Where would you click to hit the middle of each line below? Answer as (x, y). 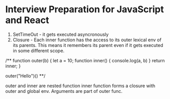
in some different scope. (39, 51)
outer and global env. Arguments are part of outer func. (64, 91)
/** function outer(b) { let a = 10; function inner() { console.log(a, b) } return (85, 60)
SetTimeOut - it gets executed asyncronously (61, 34)
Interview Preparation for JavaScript (85, 9)
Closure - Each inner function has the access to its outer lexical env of (87, 40)
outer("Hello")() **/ (25, 76)
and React (27, 20)
